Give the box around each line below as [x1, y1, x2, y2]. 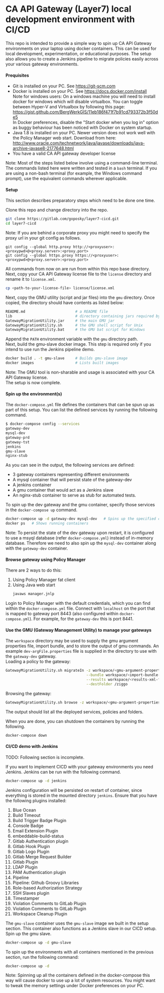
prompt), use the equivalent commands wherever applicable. [5, 176, 128, 182]
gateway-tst [5, 439, 30, 445]
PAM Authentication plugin [12, 869, 66, 875]
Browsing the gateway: [5, 690, 52, 696]
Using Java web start [12, 582, 55, 588]
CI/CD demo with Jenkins [5, 744, 58, 749]
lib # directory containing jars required [5, 313, 154, 318]
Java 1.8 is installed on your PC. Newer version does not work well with [12, 130, 155, 136]
